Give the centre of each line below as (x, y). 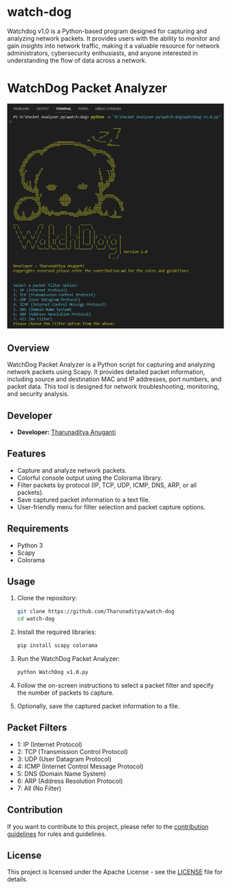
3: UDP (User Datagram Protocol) (64, 759)
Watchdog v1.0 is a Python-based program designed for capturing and (107, 31)
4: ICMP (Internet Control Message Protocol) (80, 766)
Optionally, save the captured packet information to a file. (98, 706)
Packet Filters (37, 728)
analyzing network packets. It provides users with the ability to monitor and (113, 38)
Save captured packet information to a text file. (84, 500)
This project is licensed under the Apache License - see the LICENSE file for (115, 872)
